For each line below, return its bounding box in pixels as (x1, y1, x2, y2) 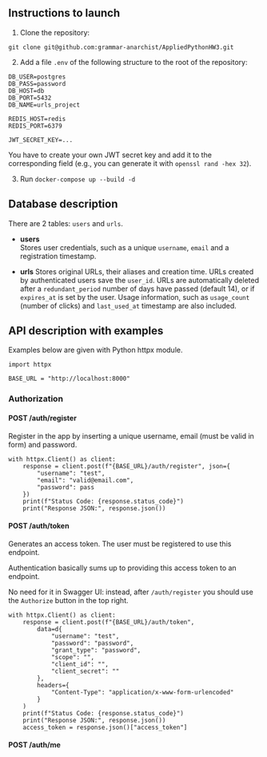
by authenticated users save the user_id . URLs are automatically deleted (19, 275, 260, 285)
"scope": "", (50, 653, 94, 661)
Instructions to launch (8, 6, 121, 20)
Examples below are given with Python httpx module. (8, 345, 183, 355)
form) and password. (8, 439, 78, 449)
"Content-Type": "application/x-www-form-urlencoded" (50, 688, 234, 696)
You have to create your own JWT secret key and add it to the (8, 150, 212, 160)
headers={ (37, 681, 70, 689)
